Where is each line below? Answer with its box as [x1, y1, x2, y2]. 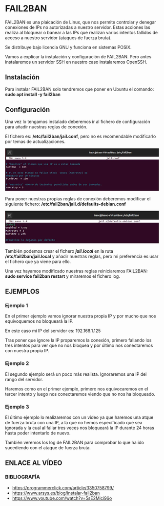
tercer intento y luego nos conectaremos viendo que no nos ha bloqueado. [5, 391, 155, 397]
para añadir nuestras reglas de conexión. [5, 123, 88, 130]
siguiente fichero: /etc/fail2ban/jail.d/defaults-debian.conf [5, 201, 126, 207]
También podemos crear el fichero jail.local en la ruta [5, 248, 114, 254]
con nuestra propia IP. [5, 348, 50, 354]
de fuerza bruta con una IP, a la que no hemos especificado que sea [5, 419, 143, 425]
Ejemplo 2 [5, 360, 29, 367]
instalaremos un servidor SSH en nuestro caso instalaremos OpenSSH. [5, 59, 147, 65]
